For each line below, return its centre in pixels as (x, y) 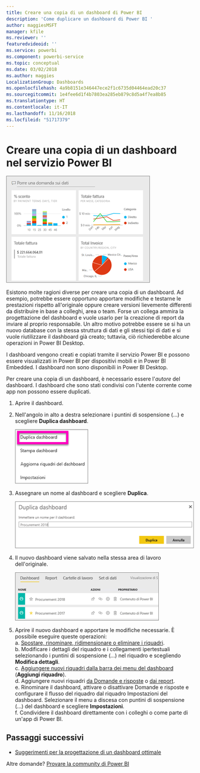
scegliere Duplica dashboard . (51, 421)
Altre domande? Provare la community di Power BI (68, 763)
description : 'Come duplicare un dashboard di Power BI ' (79, 19)
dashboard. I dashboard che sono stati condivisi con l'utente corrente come (99, 385)
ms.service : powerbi (32, 51)
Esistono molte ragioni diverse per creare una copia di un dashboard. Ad (95, 292)
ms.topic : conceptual (33, 63)
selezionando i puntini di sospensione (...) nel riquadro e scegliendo (98, 655)
